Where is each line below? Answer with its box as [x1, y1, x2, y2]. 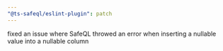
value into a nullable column [7, 36, 89, 45]
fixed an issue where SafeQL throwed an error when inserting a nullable [7, 29, 217, 38]
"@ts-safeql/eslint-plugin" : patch [7, 10, 113, 17]
